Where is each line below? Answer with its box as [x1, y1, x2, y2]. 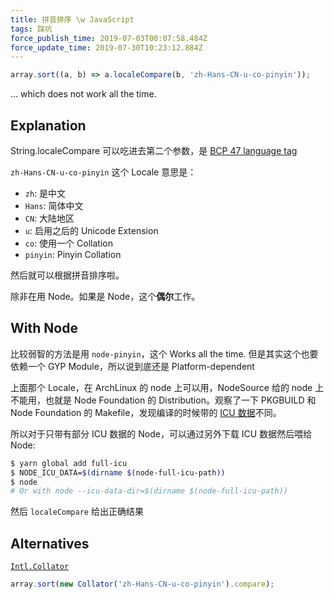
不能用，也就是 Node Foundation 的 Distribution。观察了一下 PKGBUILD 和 [10, 394, 317, 406]
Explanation [10, 117, 87, 134]
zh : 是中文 [24, 187, 67, 199]
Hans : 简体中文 [24, 199, 84, 211]
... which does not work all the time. [10, 88, 157, 100]
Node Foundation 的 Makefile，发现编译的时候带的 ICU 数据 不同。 [10, 406, 282, 418]
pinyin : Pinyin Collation [24, 248, 122, 260]
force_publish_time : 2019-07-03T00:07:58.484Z [10, 33, 208, 43]
